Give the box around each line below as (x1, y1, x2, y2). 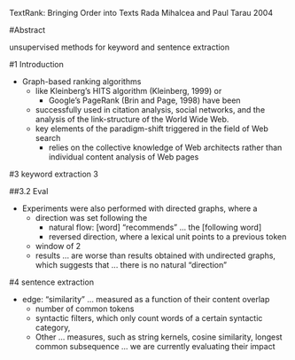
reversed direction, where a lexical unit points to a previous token (48, 231, 287, 242)
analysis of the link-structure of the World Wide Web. (35, 114, 229, 124)
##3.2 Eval (9, 186, 49, 196)
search (35, 133, 61, 143)
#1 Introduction (9, 59, 65, 69)
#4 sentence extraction (9, 277, 95, 287)
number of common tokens (35, 303, 135, 314)
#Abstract (9, 25, 46, 35)
